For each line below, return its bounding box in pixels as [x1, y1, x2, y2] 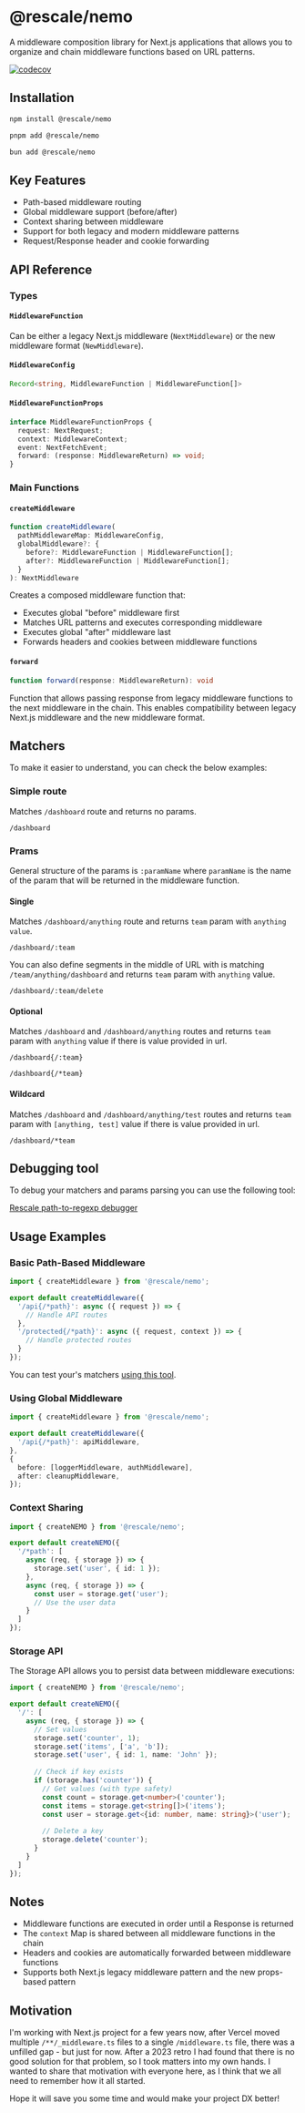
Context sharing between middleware [22, 216, 164, 227]
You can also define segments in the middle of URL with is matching [9, 959, 265, 970]
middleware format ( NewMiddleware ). [9, 340, 144, 351]
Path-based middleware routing [22, 197, 142, 208]
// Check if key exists [33, 1768, 125, 1777]
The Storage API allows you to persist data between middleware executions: [9, 1666, 295, 1677]
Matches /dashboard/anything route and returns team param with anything [9, 916, 287, 927]
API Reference [9, 262, 93, 277]
